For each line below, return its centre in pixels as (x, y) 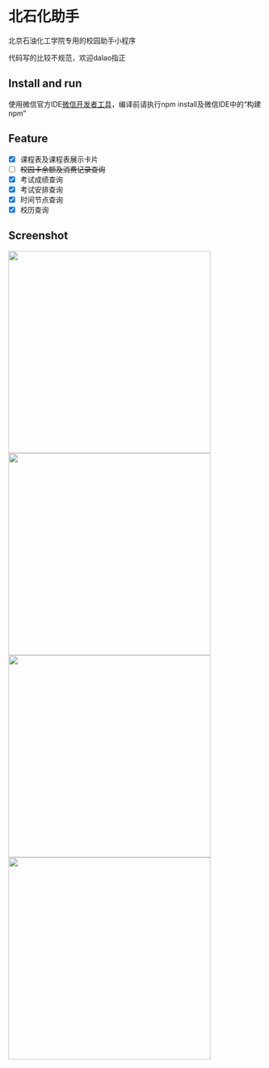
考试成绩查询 (41, 179)
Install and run (45, 84)
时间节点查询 (41, 200)
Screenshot (38, 236)
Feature (28, 139)
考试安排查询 (41, 189)
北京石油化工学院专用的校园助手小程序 (72, 40)
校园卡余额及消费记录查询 (63, 169)
